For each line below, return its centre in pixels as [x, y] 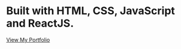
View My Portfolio [28, 40]
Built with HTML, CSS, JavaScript [91, 11]
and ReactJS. [40, 23]
